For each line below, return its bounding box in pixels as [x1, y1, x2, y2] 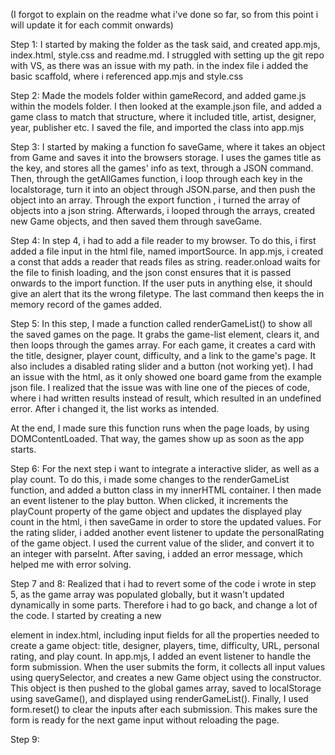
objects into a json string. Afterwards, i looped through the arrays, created [10, 205, 316, 216]
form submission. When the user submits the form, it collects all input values [10, 661, 326, 673]
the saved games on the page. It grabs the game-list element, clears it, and [10, 329, 320, 340]
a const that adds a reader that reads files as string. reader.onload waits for [10, 256, 321, 268]
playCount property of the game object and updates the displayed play [10, 505, 302, 517]
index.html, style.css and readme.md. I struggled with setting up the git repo [10, 49, 325, 61]
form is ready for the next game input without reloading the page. [10, 714, 280, 726]
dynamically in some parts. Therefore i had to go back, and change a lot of [10, 599, 318, 611]
